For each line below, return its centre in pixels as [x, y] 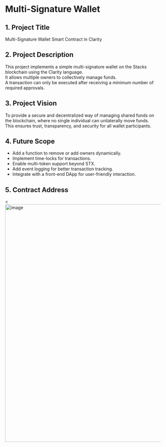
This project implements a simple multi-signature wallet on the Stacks [76, 67]
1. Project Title [27, 27]
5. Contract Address [37, 190]
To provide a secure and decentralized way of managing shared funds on [80, 115]
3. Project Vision [31, 103]
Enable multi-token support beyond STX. [54, 164]
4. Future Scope [30, 141]
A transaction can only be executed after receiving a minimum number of [80, 82]
